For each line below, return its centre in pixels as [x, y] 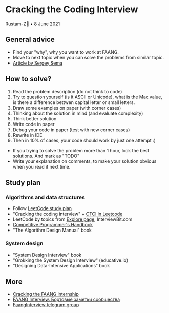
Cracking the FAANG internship [46, 294]
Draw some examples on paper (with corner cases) [67, 108]
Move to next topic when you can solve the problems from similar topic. [88, 57]
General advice [30, 40]
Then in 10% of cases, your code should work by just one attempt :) [84, 140]
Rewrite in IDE [27, 135]
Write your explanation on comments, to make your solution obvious [84, 161]
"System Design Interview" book [47, 255]
